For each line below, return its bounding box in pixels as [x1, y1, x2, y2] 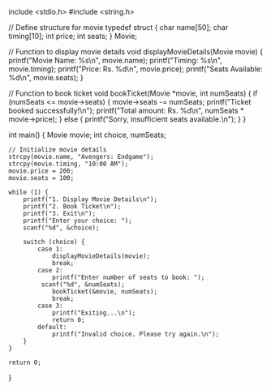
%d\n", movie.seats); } [8, 73, 84, 82]
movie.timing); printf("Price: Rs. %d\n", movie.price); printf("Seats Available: [8, 64, 263, 74]
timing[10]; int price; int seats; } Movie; [8, 32, 138, 41]
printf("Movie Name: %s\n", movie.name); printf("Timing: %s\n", [8, 56, 223, 65]
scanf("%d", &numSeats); [41, 281, 126, 289]
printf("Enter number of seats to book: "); [51, 273, 205, 281]
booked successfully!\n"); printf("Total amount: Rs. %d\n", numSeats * [8, 105, 244, 115]
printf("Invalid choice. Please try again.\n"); [51, 330, 220, 338]
